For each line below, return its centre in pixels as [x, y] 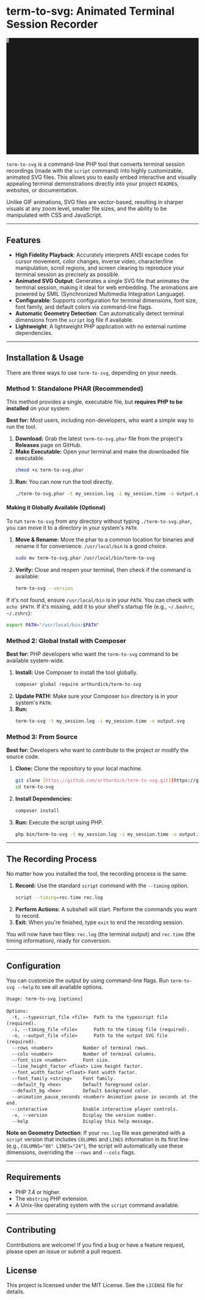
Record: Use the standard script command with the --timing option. [102, 885]
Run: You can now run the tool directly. [64, 481]
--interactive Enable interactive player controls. [95, 1109]
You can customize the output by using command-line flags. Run [88, 980]
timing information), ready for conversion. [59, 941]
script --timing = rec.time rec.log [59, 898]
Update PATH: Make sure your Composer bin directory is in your [96, 696]
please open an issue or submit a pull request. [64, 1251]
